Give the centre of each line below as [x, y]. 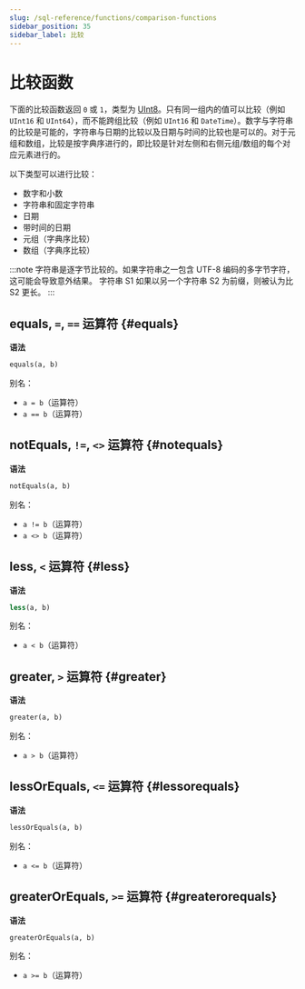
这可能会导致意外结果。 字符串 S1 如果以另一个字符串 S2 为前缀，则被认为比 [151, 281]
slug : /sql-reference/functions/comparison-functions [113, 18]
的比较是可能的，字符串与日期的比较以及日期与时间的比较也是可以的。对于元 [152, 132]
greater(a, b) [36, 718]
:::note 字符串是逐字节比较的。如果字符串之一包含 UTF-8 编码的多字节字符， [152, 270]
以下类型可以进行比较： [53, 175]
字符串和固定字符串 [59, 205]
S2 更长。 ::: [32, 293]
